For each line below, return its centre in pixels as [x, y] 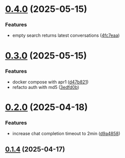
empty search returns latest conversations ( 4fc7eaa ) [66, 35]
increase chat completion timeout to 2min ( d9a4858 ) [66, 134]
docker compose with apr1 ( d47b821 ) [50, 82]
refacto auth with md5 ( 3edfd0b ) [46, 87]
